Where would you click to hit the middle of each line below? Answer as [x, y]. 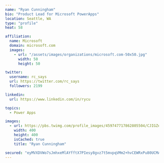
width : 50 [28, 59]
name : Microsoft [26, 41]
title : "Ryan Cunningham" [40, 144]
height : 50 [29, 64]
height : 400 [26, 135]
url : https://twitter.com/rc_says [44, 81]
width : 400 [25, 130]
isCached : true [29, 139]
